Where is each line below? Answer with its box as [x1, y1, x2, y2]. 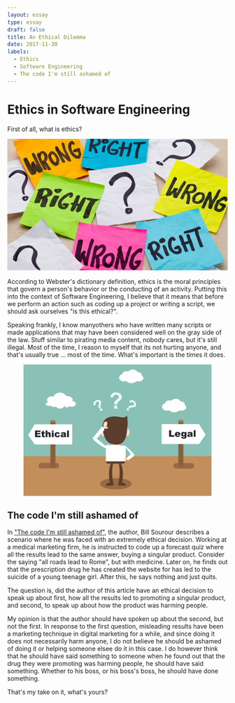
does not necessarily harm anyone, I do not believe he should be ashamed [7, 637, 222, 646]
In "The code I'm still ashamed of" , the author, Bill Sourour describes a [7, 528, 210, 536]
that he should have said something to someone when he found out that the [7, 652, 225, 660]
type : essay [7, 18, 42, 26]
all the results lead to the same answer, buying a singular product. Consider [7, 550, 225, 559]
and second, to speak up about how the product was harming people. [7, 601, 208, 610]
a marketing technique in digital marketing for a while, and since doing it [7, 629, 215, 638]
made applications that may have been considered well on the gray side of [7, 328, 222, 336]
